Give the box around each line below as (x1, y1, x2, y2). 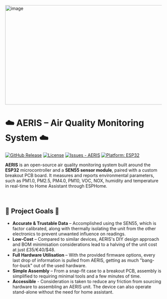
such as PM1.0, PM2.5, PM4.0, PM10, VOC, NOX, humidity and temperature (5, 178, 159, 184)
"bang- (140, 257, 155, 263)
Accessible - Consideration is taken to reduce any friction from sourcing (12, 278, 162, 284)
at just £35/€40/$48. (12, 246, 56, 253)
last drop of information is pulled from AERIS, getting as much (12, 257, 139, 263)
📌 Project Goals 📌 (5, 207, 60, 215)
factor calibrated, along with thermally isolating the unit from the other (12, 225, 156, 231)
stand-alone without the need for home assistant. (12, 289, 114, 295)
